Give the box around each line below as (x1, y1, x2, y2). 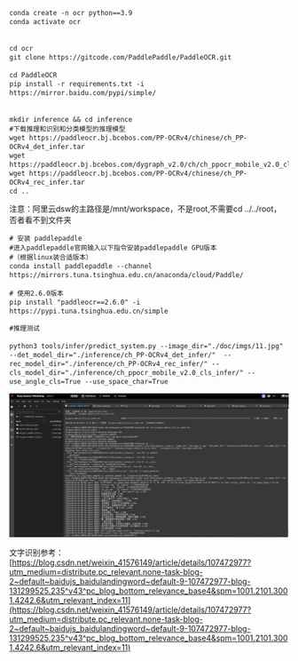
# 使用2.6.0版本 (9, 289, 64, 298)
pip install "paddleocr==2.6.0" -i (9, 298, 141, 307)
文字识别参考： (9, 546, 64, 558)
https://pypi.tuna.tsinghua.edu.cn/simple (9, 307, 169, 315)
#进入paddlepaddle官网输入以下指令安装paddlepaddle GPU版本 (9, 243, 217, 252)
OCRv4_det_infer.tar (9, 142, 86, 151)
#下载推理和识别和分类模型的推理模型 (9, 124, 126, 133)
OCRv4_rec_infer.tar (9, 178, 86, 187)
